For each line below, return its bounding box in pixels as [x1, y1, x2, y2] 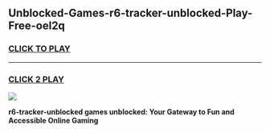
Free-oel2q [8, 19, 66, 33]
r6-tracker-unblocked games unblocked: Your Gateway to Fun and [8, 106, 235, 116]
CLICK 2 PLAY [8, 73, 64, 85]
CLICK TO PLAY [8, 44, 71, 55]
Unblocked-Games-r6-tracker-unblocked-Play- [8, 6, 253, 20]
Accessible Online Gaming [8, 115, 99, 125]
